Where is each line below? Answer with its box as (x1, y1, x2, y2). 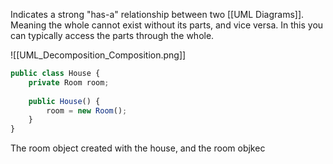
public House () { (28, 96, 101, 106)
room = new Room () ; (46, 105, 128, 116)
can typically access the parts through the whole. (10, 30, 215, 41)
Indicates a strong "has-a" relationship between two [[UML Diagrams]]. (10, 9, 305, 20)
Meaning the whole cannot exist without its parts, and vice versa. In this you (10, 19, 324, 31)
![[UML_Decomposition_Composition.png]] (10, 49, 187, 61)
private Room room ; (28, 77, 110, 88)
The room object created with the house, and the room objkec (10, 142, 266, 154)
